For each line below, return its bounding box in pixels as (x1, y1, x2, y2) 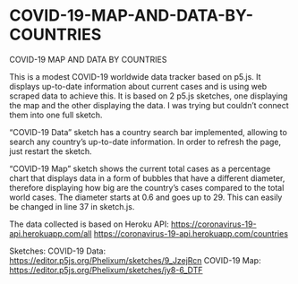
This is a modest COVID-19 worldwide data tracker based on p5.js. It (9, 71, 261, 82)
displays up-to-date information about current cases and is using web (9, 81, 268, 91)
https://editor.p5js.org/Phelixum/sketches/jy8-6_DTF (9, 264, 203, 275)
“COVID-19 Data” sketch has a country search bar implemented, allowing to (9, 126, 288, 137)
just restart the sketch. (9, 145, 92, 157)
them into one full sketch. (9, 109, 103, 120)
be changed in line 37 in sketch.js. (9, 201, 135, 211)
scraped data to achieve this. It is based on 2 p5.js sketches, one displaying (9, 90, 288, 101)
